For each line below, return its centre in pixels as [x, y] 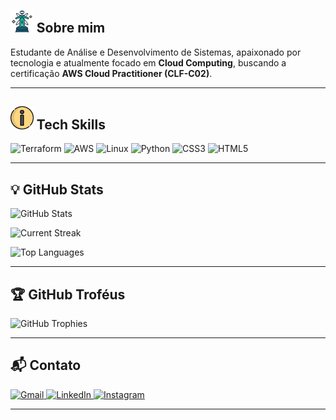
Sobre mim [71, 28]
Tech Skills [71, 124]
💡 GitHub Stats [57, 189]
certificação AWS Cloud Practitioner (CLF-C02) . [111, 73]
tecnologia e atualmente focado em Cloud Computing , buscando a [148, 62]
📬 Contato [46, 365]
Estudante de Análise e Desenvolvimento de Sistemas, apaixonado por [156, 52]
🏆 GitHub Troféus [68, 294]
